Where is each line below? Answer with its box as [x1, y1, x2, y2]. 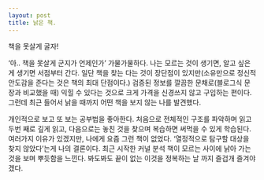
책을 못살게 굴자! [8, 41, 59, 51]
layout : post [8, 11, 51, 20]
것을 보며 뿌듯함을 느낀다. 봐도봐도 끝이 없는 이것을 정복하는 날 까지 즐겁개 [8, 153, 235, 163]
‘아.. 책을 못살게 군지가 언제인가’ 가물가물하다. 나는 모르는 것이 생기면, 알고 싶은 [8, 58, 251, 68]
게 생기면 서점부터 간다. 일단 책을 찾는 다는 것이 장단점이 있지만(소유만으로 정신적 [8, 68, 257, 77]
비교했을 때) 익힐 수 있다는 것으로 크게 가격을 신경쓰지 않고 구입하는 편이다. [22, 87, 252, 97]
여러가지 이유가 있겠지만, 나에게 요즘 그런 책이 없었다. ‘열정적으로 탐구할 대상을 [8, 134, 250, 143]
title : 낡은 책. [8, 19, 57, 27]
